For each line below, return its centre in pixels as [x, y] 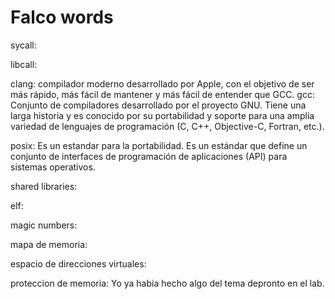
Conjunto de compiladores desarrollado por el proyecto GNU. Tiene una [158, 105]
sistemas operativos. [53, 167]
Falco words [62, 17]
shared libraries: [44, 186]
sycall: [23, 45]
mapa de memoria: [49, 244]
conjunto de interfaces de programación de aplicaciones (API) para [149, 156]
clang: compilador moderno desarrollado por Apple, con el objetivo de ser [162, 83]
